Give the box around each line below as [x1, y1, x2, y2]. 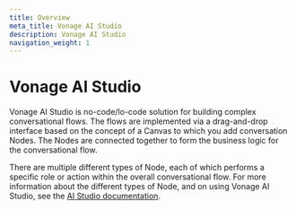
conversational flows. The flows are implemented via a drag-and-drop [9, 116, 268, 127]
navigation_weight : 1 [9, 38, 91, 48]
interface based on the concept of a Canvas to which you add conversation [9, 126, 288, 136]
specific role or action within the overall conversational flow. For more [9, 171, 266, 182]
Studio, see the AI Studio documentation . [9, 190, 161, 202]
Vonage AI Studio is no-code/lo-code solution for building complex [9, 107, 257, 118]
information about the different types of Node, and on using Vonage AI [9, 181, 270, 192]
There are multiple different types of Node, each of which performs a [9, 162, 265, 173]
